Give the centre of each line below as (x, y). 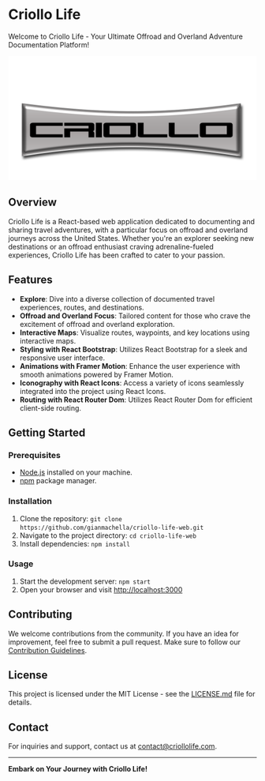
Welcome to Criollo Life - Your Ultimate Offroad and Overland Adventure (125, 36)
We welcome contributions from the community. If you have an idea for (123, 633)
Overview (33, 203)
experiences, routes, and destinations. (82, 307)
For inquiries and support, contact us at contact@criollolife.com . (113, 746)
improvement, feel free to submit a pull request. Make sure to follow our (124, 642)
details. (20, 702)
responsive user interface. (62, 358)
